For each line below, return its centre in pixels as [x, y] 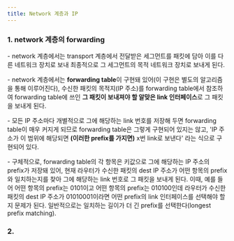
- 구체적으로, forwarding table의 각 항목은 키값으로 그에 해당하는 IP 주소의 [109, 161]
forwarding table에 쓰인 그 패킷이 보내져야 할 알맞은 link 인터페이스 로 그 [112, 97]
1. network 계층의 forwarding [56, 39]
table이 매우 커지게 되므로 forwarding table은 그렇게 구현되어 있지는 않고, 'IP [112, 129]
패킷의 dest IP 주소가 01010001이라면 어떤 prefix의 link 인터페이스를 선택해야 [113, 196]
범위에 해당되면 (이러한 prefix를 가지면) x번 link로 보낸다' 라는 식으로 [121, 138]
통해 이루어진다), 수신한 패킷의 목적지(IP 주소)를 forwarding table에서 [109, 88]
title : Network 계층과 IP [43, 14]
